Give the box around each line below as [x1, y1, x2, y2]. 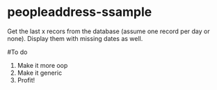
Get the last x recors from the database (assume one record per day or [7, 27, 210, 35]
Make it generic [17, 69, 63, 77]
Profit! [17, 75, 35, 84]
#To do [7, 48, 28, 56]
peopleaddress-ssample [7, 4, 152, 20]
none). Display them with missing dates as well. [7, 34, 143, 42]
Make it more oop [17, 61, 68, 69]
